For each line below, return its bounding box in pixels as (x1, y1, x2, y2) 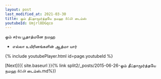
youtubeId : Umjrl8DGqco (5, 20, 54, 26)
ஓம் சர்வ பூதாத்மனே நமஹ (5, 34, 55, 40)
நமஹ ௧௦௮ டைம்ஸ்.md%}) (5, 68, 56, 74)
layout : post (5, 7, 32, 12)
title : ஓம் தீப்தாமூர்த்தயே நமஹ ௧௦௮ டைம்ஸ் (5, 16, 87, 21)
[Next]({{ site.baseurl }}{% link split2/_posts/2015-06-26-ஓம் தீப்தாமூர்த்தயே (5, 63, 156, 68)
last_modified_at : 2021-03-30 (5, 12, 67, 16)
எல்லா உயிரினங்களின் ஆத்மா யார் (12, 44, 77, 49)
